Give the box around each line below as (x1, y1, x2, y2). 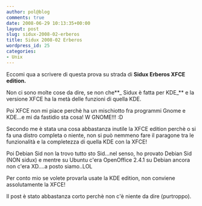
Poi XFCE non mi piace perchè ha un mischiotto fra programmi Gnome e (6, 107, 186, 114)
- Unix (6, 54, 23, 60)
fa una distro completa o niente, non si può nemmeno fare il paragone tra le (6, 131, 195, 139)
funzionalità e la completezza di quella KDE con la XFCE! (6, 138, 147, 145)
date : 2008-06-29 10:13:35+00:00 (6, 20, 91, 26)
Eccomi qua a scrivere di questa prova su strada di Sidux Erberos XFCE (6, 70, 186, 78)
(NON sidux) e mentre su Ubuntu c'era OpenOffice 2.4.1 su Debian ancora (6, 156, 191, 164)
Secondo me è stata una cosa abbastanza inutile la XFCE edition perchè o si (6, 125, 197, 132)
